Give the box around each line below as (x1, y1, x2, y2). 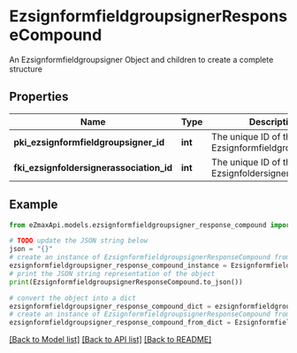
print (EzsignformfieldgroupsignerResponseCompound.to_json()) (9, 277, 243, 287)
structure (9, 64, 42, 74)
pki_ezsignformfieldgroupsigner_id (13, 135, 165, 148)
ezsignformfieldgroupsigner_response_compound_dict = (9, 302, 212, 311)
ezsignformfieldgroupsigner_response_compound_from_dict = (9, 318, 232, 327)
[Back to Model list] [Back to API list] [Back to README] (9, 334, 212, 345)
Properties (9, 89, 69, 104)
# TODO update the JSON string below (9, 236, 148, 245)
